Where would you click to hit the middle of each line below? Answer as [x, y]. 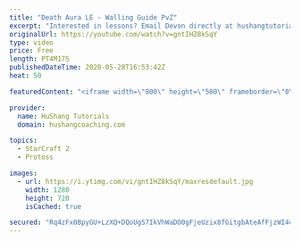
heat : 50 [25, 76]
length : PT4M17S [39, 59]
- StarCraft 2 [43, 149]
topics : [24, 141]
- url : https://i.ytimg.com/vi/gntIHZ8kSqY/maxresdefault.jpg [135, 181]
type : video [31, 42]
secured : [25, 223]
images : [24, 173]
